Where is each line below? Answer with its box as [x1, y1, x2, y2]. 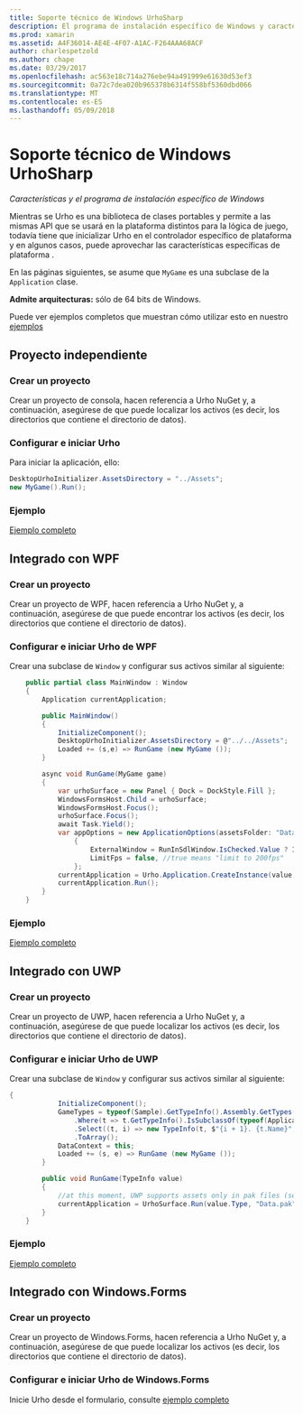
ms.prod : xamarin [9, 30, 75, 39]
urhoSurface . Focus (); [57, 812, 140, 821]
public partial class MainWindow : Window [25, 678, 188, 687]
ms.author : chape [9, 55, 75, 64]
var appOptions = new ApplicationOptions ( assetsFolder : [57, 828, 272, 838]
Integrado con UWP [9, 963, 122, 979]
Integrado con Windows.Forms [9, 1284, 188, 1300]
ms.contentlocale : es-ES [9, 97, 103, 107]
